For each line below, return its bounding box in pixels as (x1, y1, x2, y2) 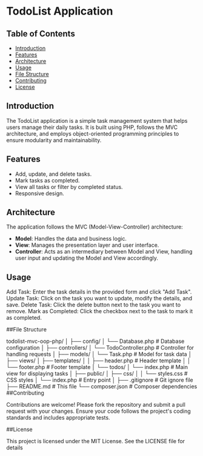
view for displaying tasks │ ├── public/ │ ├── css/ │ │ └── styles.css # (6, 370, 188, 378)
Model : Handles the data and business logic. (15, 235, 127, 243)
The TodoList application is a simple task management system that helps (6, 117, 188, 124)
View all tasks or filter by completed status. (15, 183, 123, 190)
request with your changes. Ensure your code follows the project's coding (6, 407, 191, 415)
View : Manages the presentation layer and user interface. (15, 241, 159, 249)
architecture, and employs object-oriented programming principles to (6, 130, 179, 137)
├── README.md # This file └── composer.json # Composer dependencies (6, 383, 198, 390)
